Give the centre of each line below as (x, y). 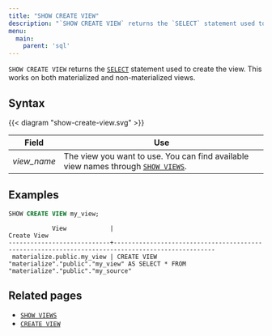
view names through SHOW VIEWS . (125, 166)
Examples (34, 195)
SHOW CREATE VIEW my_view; (54, 214)
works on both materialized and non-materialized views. (102, 78)
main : (25, 38)
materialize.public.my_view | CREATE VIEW (85, 257)
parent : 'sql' (47, 46)
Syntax (27, 103)
